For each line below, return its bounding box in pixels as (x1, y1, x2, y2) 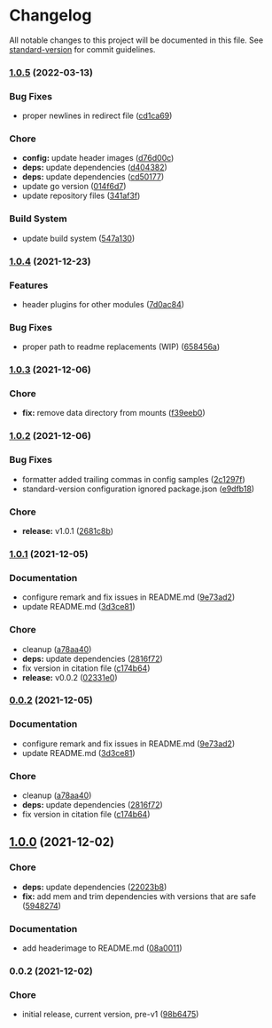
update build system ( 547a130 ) (21, 233, 136, 243)
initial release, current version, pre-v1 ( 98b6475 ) (21, 1009, 199, 1020)
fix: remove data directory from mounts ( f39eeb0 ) (21, 408, 206, 418)
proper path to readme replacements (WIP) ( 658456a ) (21, 341, 221, 352)
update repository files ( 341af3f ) (21, 190, 141, 201)
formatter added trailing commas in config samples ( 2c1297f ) (21, 474, 245, 484)
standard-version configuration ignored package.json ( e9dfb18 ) (21, 483, 255, 494)
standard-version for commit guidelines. (9, 44, 156, 54)
